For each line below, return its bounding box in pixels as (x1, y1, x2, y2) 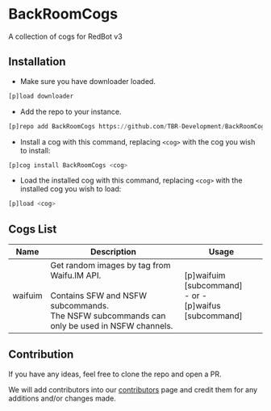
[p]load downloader (8, 92, 74, 100)
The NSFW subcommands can (50, 310, 166, 321)
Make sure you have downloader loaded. (19, 76, 156, 86)
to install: (19, 145, 51, 155)
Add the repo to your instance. (19, 107, 122, 116)
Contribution (8, 348, 74, 362)
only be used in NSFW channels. (50, 321, 173, 332)
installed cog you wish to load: (19, 184, 122, 194)
